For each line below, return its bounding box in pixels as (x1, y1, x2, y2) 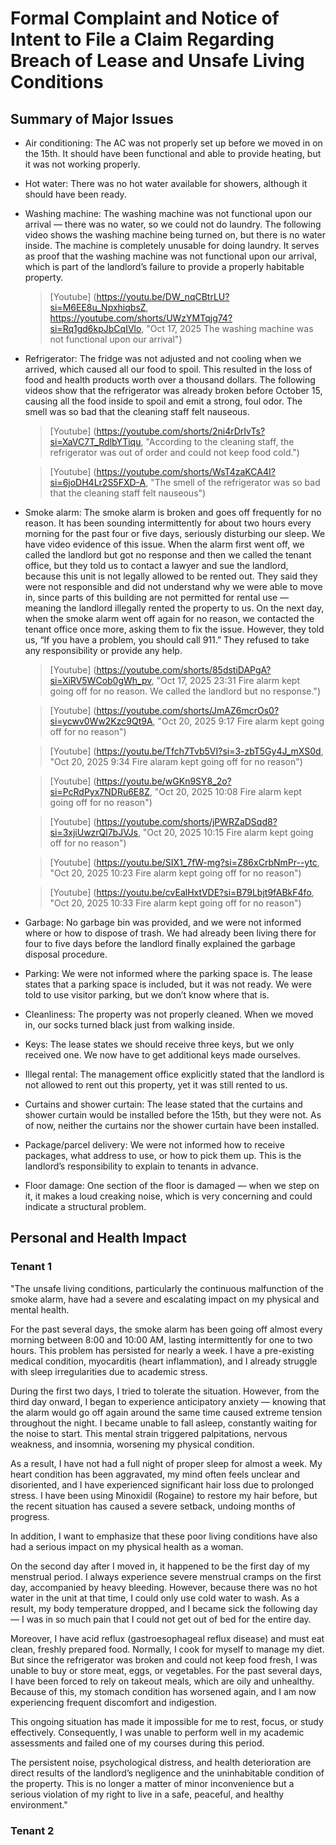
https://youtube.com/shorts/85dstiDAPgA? (96, 664, 272, 676)
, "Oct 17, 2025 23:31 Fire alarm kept (151, 675, 300, 686)
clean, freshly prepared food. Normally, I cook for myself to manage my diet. (10, 1643, 325, 1655)
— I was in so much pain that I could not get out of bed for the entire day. (10, 1613, 312, 1625)
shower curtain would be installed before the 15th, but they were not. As (24, 1109, 322, 1121)
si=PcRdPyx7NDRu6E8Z (49, 786, 150, 797)
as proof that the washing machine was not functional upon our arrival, (24, 250, 317, 262)
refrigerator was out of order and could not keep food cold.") (49, 447, 300, 458)
